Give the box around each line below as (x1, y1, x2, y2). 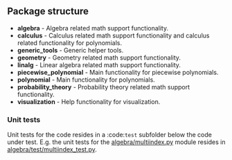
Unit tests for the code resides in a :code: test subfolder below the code (7, 131, 213, 139)
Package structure (7, 6, 89, 17)
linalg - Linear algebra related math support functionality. (17, 60, 181, 69)
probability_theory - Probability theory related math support (17, 82, 190, 91)
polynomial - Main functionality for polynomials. (17, 75, 156, 84)
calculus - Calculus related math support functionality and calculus (17, 31, 210, 39)
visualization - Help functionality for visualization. (17, 97, 161, 106)
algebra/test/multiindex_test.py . (7, 145, 97, 154)
